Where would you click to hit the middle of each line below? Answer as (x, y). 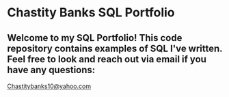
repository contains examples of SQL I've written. (115, 48)
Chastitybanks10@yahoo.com (49, 86)
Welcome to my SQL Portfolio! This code (95, 38)
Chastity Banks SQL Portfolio (91, 13)
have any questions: (51, 70)
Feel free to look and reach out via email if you (107, 59)
